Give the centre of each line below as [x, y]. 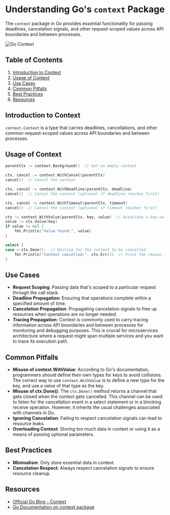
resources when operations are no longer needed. [65, 314]
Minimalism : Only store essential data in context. [64, 462]
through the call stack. [36, 293]
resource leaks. [29, 423]
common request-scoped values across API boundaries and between [78, 133]
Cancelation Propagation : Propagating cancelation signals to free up [85, 309]
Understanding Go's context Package [85, 9]
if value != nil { [25, 226]
